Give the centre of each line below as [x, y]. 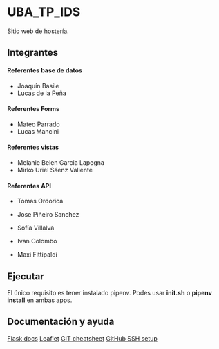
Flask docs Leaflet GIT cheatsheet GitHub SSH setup [82, 338]
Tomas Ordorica [40, 201]
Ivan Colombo [37, 241]
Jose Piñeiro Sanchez [48, 215]
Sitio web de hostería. [38, 31]
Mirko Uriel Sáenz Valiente [55, 170]
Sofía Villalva [36, 228]
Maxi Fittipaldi [37, 255]
